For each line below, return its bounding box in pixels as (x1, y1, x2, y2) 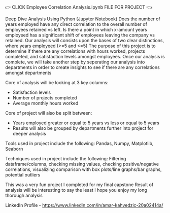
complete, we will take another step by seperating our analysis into (5, 59, 145, 65)
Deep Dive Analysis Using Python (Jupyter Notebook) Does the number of (5, 16, 161, 22)
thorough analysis (5, 192, 43, 198)
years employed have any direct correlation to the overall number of (5, 21, 147, 27)
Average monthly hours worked (12, 100, 79, 106)
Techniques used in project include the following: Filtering (5, 156, 126, 161)
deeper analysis (12, 131, 47, 136)
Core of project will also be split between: (5, 110, 92, 116)
